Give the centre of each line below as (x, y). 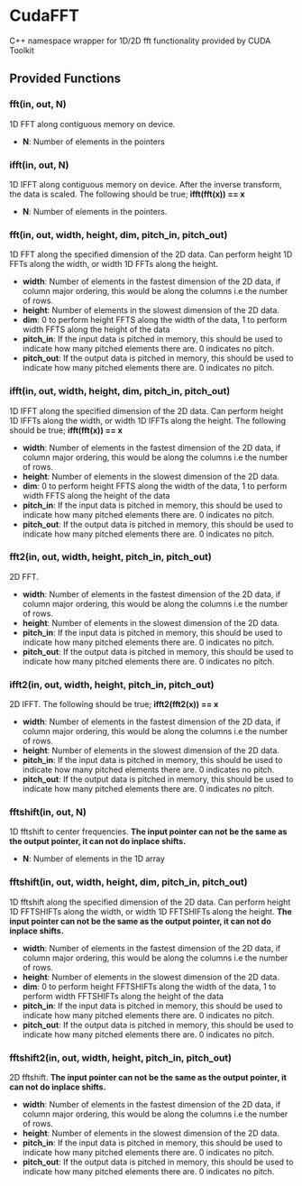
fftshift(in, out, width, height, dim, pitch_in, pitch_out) (128, 882)
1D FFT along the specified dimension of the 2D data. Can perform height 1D (151, 254)
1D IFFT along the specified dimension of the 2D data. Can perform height (146, 410)
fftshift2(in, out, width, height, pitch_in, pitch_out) (121, 1058)
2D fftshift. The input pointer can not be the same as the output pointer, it (148, 1077)
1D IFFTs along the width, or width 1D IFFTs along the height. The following (148, 420)
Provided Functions (65, 79)
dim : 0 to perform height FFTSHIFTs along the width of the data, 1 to (149, 986)
